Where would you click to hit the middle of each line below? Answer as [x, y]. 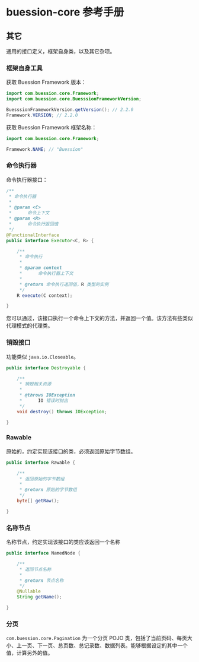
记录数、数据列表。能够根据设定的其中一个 [136, 645]
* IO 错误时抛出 [44, 401]
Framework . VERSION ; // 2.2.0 [42, 115]
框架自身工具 [25, 68]
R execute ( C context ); [45, 295]
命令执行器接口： [27, 179]
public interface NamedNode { [44, 553]
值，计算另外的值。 [30, 653]
